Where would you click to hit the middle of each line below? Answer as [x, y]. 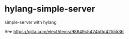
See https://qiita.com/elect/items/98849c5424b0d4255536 [64, 31]
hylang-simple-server [50, 9]
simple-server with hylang [31, 22]
